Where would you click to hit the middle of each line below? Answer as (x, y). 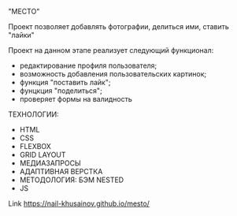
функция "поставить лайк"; (65, 82)
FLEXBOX (35, 146)
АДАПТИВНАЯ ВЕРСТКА (61, 171)
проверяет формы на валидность (76, 99)
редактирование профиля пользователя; (88, 65)
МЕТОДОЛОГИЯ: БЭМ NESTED (72, 180)
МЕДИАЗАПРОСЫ (50, 163)
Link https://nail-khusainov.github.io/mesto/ (79, 203)
